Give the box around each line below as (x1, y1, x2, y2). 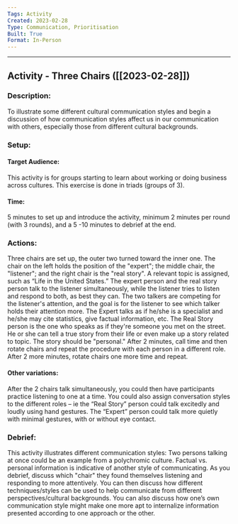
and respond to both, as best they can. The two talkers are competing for (7, 292, 221, 300)
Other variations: (7, 369, 59, 377)
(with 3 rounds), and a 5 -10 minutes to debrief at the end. (7, 221, 176, 229)
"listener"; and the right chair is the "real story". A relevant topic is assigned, (7, 269, 230, 278)
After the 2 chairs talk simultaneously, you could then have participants (7, 384, 215, 393)
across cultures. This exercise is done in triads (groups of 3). (7, 180, 185, 189)
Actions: (7, 239, 38, 249)
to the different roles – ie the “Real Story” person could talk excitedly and (7, 399, 220, 408)
